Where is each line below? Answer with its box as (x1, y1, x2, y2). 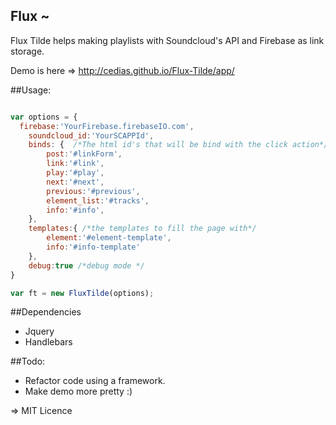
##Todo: (10, 355, 46, 368)
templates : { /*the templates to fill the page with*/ (28, 224, 257, 234)
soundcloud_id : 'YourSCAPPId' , (28, 130, 155, 141)
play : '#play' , (46, 168, 105, 178)
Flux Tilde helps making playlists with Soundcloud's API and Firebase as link (10, 34, 325, 46)
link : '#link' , (46, 159, 105, 169)
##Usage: (10, 84, 52, 96)
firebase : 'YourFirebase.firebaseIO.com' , (19, 121, 195, 131)
